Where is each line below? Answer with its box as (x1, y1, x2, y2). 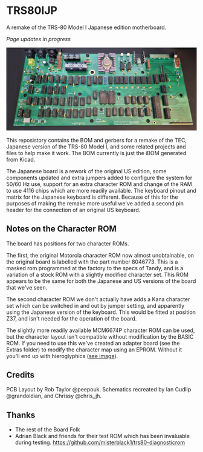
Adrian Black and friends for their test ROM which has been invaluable (14, 433, 190, 440)
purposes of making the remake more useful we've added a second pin (6, 199, 184, 207)
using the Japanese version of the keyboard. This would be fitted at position (6, 308, 196, 316)
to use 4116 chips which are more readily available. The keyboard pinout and (6, 187, 196, 194)
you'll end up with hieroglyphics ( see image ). (6, 352, 118, 359)
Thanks (6, 410, 36, 420)
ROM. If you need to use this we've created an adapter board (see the (6, 339, 180, 347)
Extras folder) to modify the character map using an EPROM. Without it (6, 346, 182, 353)
